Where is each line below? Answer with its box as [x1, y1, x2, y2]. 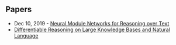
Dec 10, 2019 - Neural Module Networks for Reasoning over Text [13, 20, 170, 27]
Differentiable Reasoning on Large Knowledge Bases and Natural [13, 26, 170, 33]
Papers [5, 5, 32, 14]
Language [13, 32, 39, 39]
